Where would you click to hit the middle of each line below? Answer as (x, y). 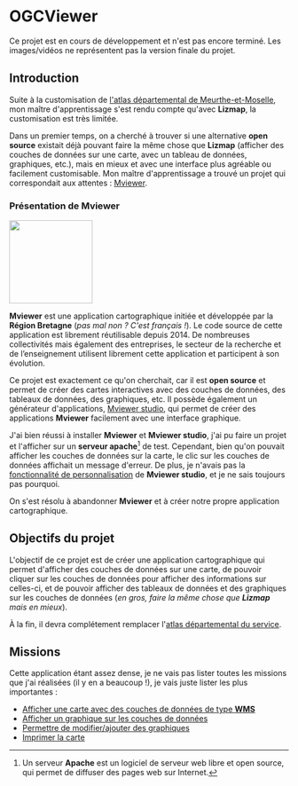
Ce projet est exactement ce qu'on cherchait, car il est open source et (137, 381)
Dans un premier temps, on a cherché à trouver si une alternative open (139, 136)
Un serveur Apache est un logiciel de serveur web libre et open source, (153, 763)
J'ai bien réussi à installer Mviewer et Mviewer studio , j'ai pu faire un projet (148, 436)
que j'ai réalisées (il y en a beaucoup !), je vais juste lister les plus (129, 683)
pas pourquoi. (35, 483)
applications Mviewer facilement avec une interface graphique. (125, 418)
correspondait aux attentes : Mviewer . (78, 183)
